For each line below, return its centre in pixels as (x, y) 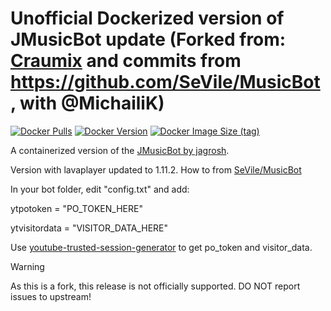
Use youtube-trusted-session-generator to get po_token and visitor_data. (161, 247)
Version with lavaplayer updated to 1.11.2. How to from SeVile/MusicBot (156, 169)
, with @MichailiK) (87, 103)
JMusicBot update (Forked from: (148, 39)
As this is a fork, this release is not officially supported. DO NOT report (155, 286)
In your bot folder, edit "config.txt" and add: (100, 189)
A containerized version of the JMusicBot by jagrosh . (120, 150)
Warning (27, 266)
